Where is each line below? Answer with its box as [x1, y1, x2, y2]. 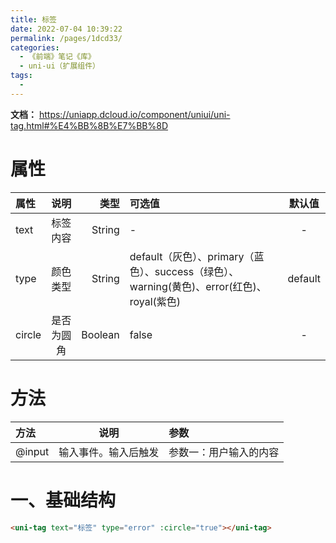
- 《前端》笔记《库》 [19, 52, 96, 62]
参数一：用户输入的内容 [168, 445, 280, 459]
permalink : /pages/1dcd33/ [10, 33, 123, 43]
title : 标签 [10, 14, 57, 25]
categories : [10, 42, 60, 53]
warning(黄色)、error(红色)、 [129, 279, 267, 293]
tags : [10, 71, 33, 81]
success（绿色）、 [154, 264, 240, 278]
